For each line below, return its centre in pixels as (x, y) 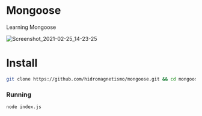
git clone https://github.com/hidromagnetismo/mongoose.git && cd (91, 79)
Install (22, 63)
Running (19, 94)
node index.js (24, 107)
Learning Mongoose (31, 27)
